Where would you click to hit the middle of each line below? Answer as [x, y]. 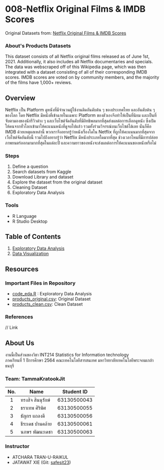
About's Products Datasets [38, 46]
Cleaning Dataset [30, 187]
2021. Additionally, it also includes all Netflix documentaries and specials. [79, 62]
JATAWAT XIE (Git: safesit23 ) [41, 462]
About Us [20, 343]
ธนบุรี [10, 366]
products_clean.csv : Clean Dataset [47, 304]
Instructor [17, 446]
